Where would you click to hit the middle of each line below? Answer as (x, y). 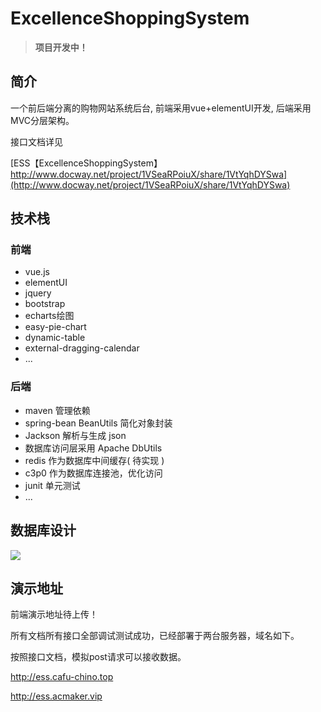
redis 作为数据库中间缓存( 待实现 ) (94, 460)
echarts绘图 (49, 316)
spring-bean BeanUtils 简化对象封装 (98, 423)
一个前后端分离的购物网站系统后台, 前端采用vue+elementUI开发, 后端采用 (161, 108)
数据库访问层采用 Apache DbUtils (93, 448)
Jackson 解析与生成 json (75, 435)
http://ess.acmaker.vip (56, 696)
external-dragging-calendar (82, 348)
